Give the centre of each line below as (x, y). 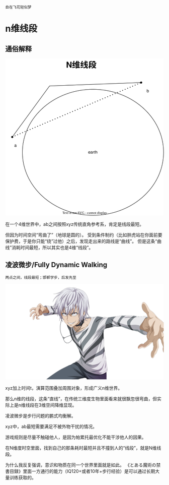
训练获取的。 (23, 477)
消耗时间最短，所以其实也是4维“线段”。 (53, 247)
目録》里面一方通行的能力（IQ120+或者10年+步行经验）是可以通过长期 (82, 471)
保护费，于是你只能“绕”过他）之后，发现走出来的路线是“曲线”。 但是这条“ (81, 241)
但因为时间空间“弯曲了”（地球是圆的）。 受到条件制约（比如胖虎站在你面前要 (84, 235)
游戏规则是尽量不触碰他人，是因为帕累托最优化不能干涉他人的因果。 (76, 437)
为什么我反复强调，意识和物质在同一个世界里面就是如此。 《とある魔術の (81, 465)
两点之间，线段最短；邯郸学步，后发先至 (41, 278)
